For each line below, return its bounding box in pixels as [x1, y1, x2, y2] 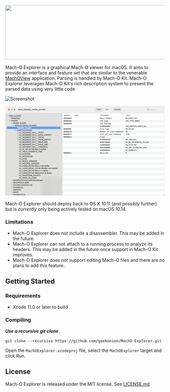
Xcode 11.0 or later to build [12, 304, 68, 310]
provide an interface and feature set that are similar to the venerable [5, 70, 148, 76]
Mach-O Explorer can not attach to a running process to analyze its [12, 241, 153, 247]
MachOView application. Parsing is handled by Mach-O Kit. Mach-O [5, 75, 147, 81]
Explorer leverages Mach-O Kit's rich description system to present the [5, 81, 154, 86]
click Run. [5, 352, 26, 359]
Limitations [5, 219, 34, 226]
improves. [12, 252, 34, 258]
